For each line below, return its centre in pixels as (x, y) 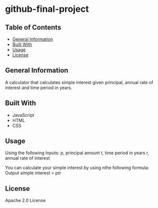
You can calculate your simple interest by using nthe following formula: (77, 168)
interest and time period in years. (39, 87)
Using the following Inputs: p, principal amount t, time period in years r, (77, 153)
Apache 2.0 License (25, 201)
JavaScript (23, 115)
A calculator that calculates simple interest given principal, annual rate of (79, 82)
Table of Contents (33, 27)
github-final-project (47, 9)
